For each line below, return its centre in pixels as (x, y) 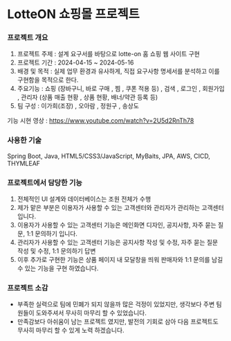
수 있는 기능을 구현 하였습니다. (58, 268)
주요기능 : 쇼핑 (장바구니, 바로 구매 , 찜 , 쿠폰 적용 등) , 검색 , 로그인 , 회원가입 (121, 89)
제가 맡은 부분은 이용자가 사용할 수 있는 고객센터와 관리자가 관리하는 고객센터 (121, 208)
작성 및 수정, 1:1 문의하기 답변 (56, 251)
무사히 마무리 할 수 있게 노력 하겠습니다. (71, 331)
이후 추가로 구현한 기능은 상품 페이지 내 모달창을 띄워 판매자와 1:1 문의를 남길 (120, 260)
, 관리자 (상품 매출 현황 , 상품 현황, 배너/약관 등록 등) (87, 97)
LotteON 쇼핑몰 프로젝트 (74, 14)
